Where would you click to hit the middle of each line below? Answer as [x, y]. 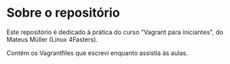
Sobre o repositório [63, 13]
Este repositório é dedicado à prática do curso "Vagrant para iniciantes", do [115, 32]
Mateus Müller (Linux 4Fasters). [52, 39]
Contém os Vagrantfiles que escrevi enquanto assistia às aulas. [97, 53]
